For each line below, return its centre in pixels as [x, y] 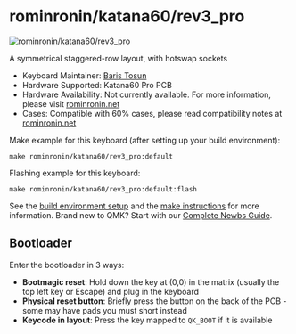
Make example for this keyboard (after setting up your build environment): [145, 140]
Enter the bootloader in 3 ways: [67, 265]
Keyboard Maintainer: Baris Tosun [84, 75]
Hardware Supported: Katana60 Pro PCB [97, 85]
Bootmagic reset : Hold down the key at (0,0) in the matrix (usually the [151, 281]
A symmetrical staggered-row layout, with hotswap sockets [119, 58]
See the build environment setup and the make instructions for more [135, 206]
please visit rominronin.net [71, 103]
